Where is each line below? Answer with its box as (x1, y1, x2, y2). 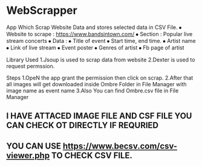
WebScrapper (6, 4, 77, 18)
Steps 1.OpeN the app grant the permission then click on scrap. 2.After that (6, 74, 194, 81)
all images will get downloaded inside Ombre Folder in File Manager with (6, 80, 187, 88)
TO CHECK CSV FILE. (51, 150, 133, 161)
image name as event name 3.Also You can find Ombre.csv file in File (6, 87, 179, 94)
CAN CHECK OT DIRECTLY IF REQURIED (6, 120, 159, 130)
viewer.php (6, 150, 50, 161)
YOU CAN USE (6, 141, 62, 151)
